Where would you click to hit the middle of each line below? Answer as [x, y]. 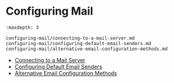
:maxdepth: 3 [22, 27]
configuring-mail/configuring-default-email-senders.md [78, 43]
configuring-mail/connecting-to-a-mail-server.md [70, 38]
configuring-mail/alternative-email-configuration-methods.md [87, 49]
